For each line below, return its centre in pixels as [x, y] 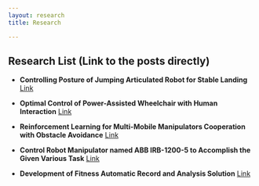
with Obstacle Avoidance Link [69, 135]
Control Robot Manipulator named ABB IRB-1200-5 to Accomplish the [135, 150]
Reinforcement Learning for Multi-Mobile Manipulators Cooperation [132, 127]
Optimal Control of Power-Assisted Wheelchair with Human [119, 103]
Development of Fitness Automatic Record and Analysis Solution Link [135, 173]
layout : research [36, 15]
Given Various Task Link [59, 159]
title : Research [35, 23]
